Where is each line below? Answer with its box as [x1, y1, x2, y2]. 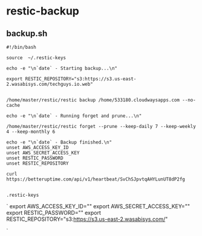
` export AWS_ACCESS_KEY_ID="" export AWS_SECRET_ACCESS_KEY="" [6, 203, 191, 209]
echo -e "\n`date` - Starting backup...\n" [6, 65, 118, 71]
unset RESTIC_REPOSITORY [6, 161, 69, 167]
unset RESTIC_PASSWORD [6, 155, 64, 161]
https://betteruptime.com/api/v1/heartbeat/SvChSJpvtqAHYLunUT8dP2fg [6, 176, 186, 182]
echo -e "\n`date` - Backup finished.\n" [6, 139, 112, 145]
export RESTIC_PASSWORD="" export [6, 209, 102, 216]
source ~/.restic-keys [6, 55, 67, 61]
